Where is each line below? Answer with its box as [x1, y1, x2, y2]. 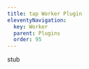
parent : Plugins [13, 29, 60, 37]
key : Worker [13, 23, 49, 30]
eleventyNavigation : [7, 17, 67, 24]
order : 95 [13, 36, 42, 43]
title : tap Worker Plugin [7, 10, 82, 17]
